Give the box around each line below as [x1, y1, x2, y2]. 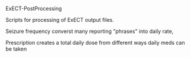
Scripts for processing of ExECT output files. [5, 16, 114, 23]
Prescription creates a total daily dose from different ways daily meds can [5, 39, 185, 46]
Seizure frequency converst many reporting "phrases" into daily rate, [5, 28, 174, 35]
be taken [5, 45, 27, 52]
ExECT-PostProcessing [5, 5, 62, 12]
